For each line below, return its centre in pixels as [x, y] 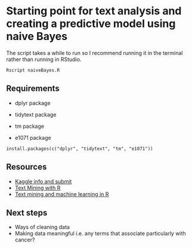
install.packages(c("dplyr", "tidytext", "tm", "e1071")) [80, 149]
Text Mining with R [38, 188]
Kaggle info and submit [43, 181]
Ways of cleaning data [42, 227]
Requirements [33, 89]
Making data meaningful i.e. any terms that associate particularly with [100, 234]
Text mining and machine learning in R [62, 194]
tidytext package [35, 114]
